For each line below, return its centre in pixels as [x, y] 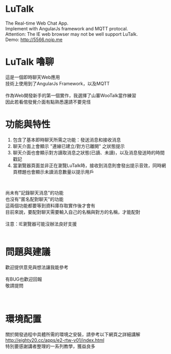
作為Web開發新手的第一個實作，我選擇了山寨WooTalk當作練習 [71, 95]
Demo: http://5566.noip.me [34, 40]
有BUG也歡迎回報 [24, 279]
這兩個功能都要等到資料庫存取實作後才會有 [50, 206]
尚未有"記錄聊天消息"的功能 [35, 193]
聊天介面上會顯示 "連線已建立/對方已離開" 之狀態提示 [69, 146]
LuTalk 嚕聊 [30, 62]
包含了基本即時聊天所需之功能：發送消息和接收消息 [67, 140]
